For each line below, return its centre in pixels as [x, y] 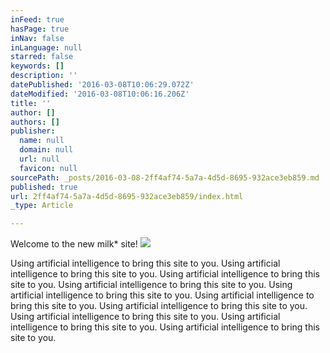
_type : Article [42, 206]
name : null [42, 141]
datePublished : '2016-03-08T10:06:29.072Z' [102, 85]
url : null [39, 159]
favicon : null [48, 168]
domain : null [46, 150]
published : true [44, 187]
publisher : [33, 131]
